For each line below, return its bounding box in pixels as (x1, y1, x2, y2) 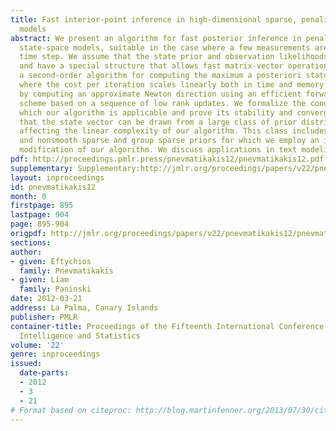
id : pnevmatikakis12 (10, 182, 97, 192)
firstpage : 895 (10, 201, 74, 211)
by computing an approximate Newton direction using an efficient (19, 89, 302, 99)
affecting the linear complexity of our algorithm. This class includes (19, 126, 329, 136)
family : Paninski (19, 284, 92, 295)
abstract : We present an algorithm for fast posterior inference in (10, 33, 302, 43)
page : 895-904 (10, 219, 70, 230)
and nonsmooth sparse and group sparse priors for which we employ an (19, 136, 320, 146)
